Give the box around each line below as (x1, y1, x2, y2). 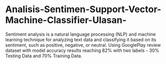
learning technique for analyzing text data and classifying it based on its (5, 37, 156, 43)
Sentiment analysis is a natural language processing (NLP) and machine (5, 31, 156, 37)
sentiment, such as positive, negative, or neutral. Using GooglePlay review (5, 42, 161, 48)
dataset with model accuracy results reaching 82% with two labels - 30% (5, 47, 159, 53)
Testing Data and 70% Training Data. (5, 52, 82, 59)
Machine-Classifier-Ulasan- (5, 14, 127, 26)
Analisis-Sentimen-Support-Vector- (5, 4, 161, 15)
